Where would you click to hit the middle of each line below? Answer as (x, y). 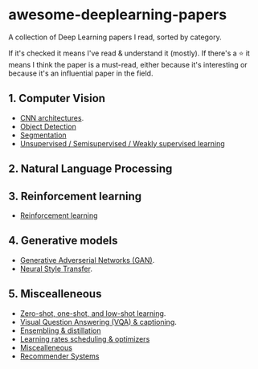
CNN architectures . (52, 117)
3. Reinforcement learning (75, 196)
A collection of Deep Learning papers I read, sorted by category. (115, 37)
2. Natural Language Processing (90, 169)
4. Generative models (63, 241)
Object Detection (48, 126)
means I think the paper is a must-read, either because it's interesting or (128, 64)
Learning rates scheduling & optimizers (85, 338)
